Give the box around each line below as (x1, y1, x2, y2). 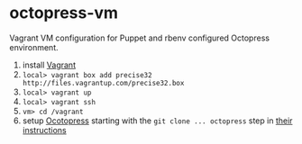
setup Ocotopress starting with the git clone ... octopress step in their (22, 115, 293, 126)
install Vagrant (22, 59, 77, 70)
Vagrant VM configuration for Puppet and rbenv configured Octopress (9, 32, 270, 43)
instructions (22, 124, 68, 135)
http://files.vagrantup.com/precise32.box (22, 78, 185, 87)
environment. (9, 41, 59, 52)
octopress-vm (9, 3, 119, 23)
